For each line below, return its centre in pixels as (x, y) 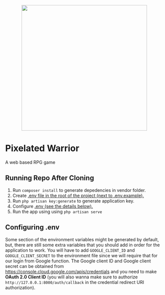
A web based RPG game (30, 162)
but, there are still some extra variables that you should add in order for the (82, 245)
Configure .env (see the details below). (53, 206)
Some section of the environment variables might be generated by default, (82, 239)
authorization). (20, 287)
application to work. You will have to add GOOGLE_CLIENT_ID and (70, 250)
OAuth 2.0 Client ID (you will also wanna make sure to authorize (71, 277)
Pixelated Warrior (42, 149)
